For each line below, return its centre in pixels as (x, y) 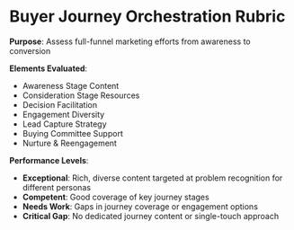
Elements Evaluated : (49, 68)
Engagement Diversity (63, 114)
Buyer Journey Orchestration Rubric (147, 17)
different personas (57, 187)
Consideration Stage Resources (81, 95)
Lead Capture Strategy (64, 124)
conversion (30, 50)
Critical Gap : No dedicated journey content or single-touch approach (151, 216)
